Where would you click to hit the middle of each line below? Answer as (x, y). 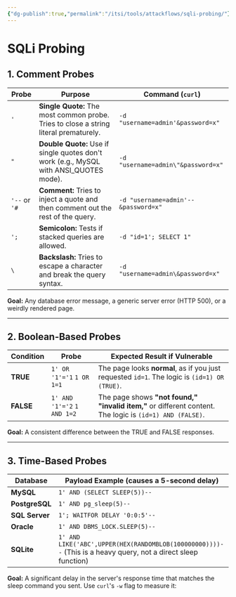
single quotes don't (70, 152)
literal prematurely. (70, 132)
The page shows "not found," (148, 398)
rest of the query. (67, 216)
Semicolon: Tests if (71, 228)
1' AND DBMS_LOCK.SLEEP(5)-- (107, 527)
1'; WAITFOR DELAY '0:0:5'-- (107, 516)
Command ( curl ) (172, 94)
